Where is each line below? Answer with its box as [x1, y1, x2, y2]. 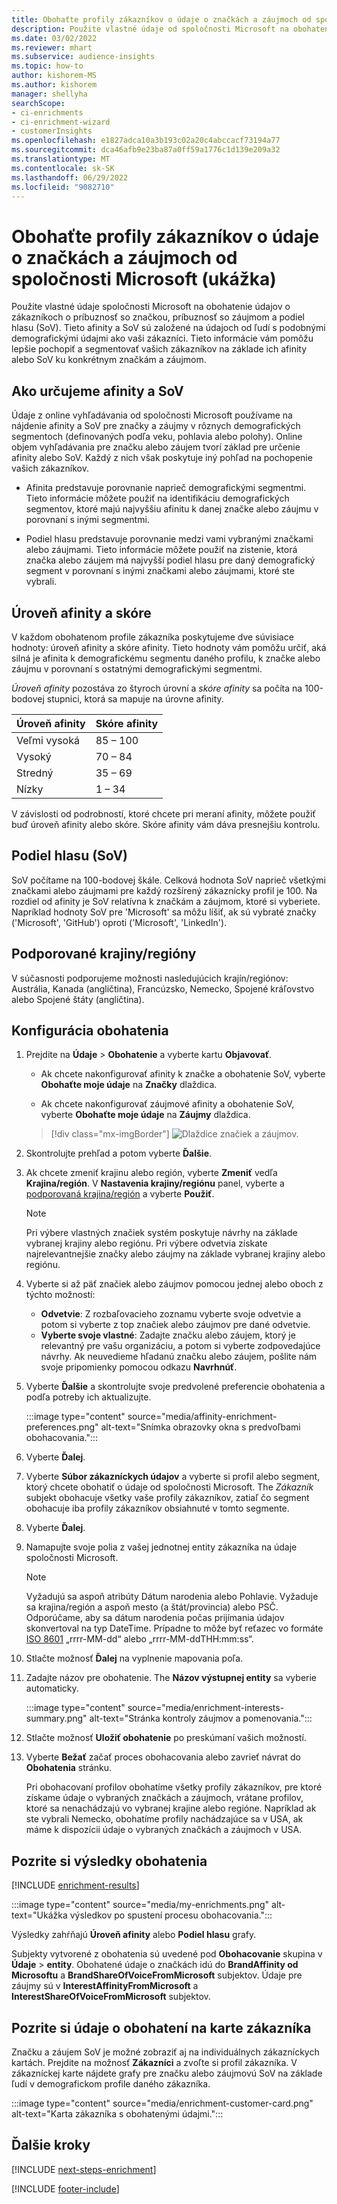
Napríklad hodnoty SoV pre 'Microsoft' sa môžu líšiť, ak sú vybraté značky [11, 906, 317, 918]
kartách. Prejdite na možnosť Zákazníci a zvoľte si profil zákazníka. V [11, 2057, 298, 2068]
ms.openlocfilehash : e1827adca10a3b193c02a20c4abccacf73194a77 [11, 136, 281, 146]
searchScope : [11, 98, 66, 108]
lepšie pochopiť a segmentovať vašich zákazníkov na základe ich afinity [11, 343, 308, 355]
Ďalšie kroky [11, 2137, 91, 2154]
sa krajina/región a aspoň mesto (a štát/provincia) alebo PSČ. [25, 1601, 279, 1613]
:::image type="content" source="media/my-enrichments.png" [11, 1899, 270, 1911]
